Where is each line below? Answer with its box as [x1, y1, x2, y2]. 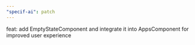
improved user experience [6, 31, 72, 39]
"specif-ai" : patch [6, 8, 55, 15]
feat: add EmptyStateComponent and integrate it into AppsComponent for [6, 25, 189, 32]
